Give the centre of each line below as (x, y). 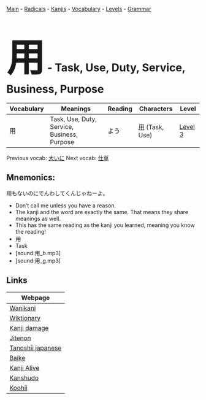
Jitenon (20, 338)
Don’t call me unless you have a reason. (66, 206)
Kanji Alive (25, 367)
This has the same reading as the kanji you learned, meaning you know (105, 225)
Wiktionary (25, 318)
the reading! (30, 231)
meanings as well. (38, 218)
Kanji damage (29, 328)
